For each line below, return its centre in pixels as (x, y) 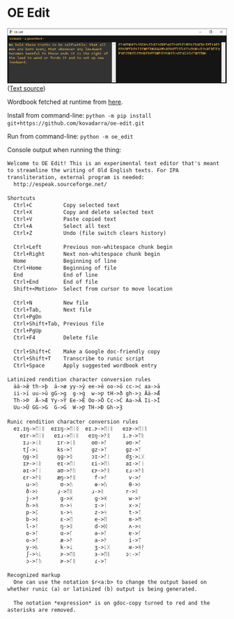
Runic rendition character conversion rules (73, 422)
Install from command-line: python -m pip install (79, 115)
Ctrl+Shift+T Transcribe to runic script (79, 358)
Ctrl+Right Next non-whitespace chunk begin (87, 254)
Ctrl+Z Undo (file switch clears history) (90, 233)
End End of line (56, 275)
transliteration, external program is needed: (76, 177)
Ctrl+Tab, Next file (53, 309)
